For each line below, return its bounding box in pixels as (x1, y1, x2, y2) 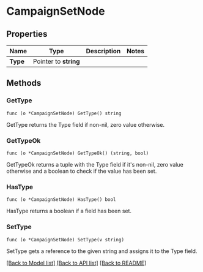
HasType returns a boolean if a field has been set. (6, 207, 132, 215)
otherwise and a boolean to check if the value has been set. (6, 167, 157, 175)
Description (86, 47, 121, 55)
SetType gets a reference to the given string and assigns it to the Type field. (6, 247, 197, 255)
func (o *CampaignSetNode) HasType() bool (6, 197, 116, 203)
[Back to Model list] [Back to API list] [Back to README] (6, 259, 147, 266)
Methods (6, 78, 42, 88)
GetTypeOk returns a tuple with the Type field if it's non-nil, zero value (6, 161, 183, 168)
